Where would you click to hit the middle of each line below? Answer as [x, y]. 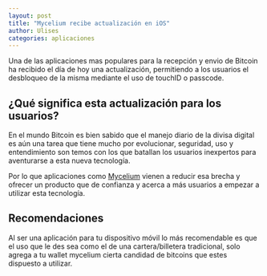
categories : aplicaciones [51, 38]
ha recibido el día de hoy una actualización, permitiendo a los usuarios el [128, 70]
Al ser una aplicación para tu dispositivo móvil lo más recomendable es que [133, 237]
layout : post [30, 16]
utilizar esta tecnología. [47, 193]
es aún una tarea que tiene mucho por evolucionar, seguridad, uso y [121, 144]
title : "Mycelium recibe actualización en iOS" [89, 23]
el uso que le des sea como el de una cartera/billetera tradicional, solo [124, 246]
